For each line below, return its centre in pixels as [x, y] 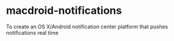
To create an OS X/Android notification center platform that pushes [87, 27]
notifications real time [32, 32]
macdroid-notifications [64, 11]
